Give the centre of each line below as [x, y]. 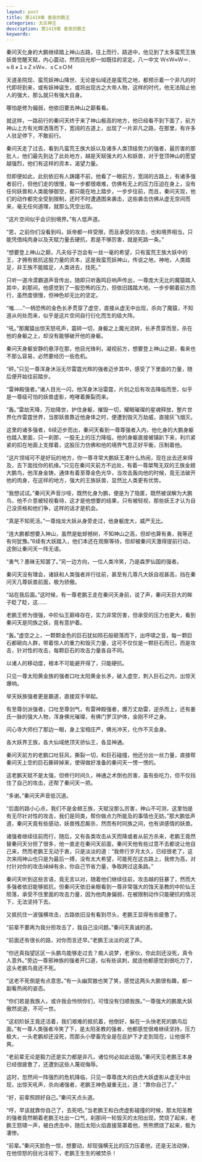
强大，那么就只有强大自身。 [51, 95]
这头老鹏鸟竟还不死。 [32, 968]
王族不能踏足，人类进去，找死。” [61, 267]
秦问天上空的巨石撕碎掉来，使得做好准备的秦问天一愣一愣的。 [83, 763]
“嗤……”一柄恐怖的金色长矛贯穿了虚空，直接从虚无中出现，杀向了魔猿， [95, 308]
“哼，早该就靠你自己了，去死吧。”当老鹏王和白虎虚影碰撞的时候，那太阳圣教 [99, 1110]
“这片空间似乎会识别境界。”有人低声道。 [55, 219]
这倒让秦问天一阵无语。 [35, 549]
